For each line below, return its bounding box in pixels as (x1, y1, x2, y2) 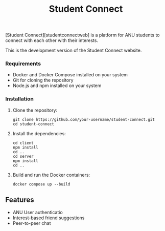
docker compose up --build (12, 181, 70, 187)
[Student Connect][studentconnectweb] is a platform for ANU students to (5, 32, 160, 38)
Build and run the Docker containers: (12, 172, 90, 178)
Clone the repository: (12, 107, 58, 113)
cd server (12, 154, 34, 159)
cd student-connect (12, 121, 55, 127)
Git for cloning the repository (12, 77, 74, 83)
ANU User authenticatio (12, 209, 63, 215)
